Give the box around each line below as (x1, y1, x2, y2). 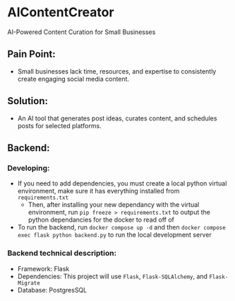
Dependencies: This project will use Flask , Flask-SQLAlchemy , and (17, 272, 208, 280)
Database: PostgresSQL (17, 285, 88, 294)
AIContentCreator (7, 4, 114, 21)
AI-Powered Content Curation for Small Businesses (7, 28, 156, 36)
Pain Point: (7, 48, 56, 60)
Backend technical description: (7, 249, 117, 259)
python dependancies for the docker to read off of (28, 215, 174, 224)
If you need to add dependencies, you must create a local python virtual (17, 179, 227, 188)
